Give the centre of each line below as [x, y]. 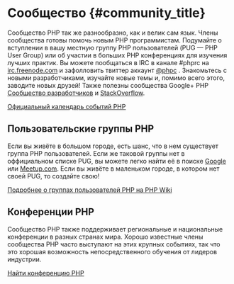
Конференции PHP [51, 212]
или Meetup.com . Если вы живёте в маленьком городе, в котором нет [113, 169]
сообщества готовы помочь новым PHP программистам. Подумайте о [115, 40]
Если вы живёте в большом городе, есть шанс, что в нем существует [113, 146]
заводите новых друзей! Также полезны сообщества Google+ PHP [108, 85]
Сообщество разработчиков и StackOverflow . [76, 93]
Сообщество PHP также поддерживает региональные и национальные [115, 229]
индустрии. [24, 259]
